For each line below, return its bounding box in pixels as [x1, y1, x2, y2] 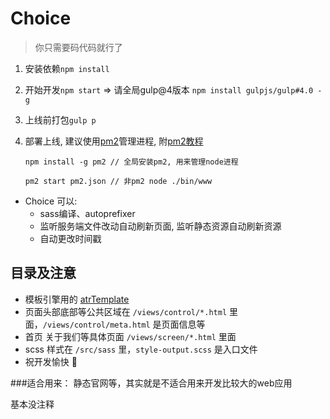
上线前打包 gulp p [24, 113, 97, 126]
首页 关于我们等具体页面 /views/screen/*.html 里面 [24, 330, 237, 342]
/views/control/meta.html [42, 320, 151, 330]
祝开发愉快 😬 [24, 355, 78, 367]
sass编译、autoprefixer [39, 207, 136, 219]
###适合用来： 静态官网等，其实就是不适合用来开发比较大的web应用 [10, 377, 293, 389]
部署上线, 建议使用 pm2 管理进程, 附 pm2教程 [24, 135, 204, 147]
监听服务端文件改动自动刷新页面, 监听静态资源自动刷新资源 [39, 220, 282, 232]
